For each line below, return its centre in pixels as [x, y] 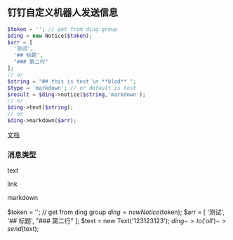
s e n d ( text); [23, 229]
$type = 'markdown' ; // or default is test [72, 88]
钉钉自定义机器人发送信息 [62, 13]
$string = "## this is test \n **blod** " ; [72, 81]
